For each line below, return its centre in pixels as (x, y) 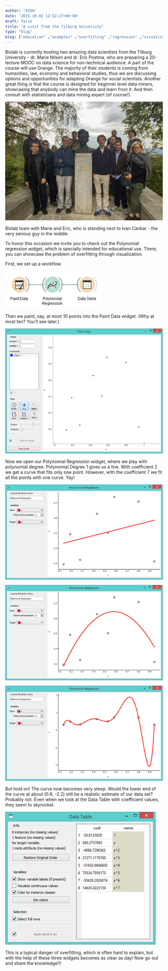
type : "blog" (19, 32)
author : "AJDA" (21, 11)
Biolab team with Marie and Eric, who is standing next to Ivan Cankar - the (81, 228)
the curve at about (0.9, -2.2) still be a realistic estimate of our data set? (79, 794)
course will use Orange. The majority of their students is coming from (77, 68)
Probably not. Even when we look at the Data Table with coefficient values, (82, 799)
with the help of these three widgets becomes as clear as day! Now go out (82, 958)
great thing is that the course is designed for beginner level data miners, (79, 84)
